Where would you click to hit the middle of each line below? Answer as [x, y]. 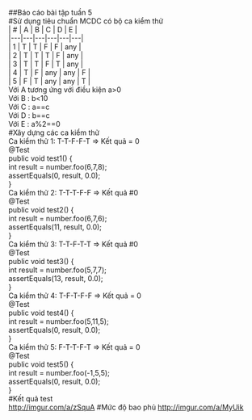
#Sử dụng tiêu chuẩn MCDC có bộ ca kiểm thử [86, 21]
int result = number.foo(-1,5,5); [59, 373]
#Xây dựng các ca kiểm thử [54, 132]
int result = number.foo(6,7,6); [58, 218]
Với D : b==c [29, 115]
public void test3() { [41, 261]
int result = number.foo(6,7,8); [58, 167]
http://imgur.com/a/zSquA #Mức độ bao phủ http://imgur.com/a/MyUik [126, 407]
